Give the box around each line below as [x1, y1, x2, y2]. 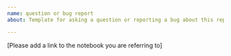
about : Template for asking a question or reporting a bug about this [7, 16, 214, 23]
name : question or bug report [7, 10, 94, 17]
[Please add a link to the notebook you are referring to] [7, 41, 163, 49]
